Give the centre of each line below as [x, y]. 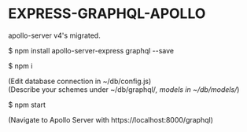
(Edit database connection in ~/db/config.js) [80, 81]
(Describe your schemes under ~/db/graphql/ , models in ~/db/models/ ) [124, 89]
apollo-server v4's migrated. [54, 35]
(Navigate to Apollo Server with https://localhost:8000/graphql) [111, 119]
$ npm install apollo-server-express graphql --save [91, 50]
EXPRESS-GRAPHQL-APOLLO [107, 14]
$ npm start [27, 104]
